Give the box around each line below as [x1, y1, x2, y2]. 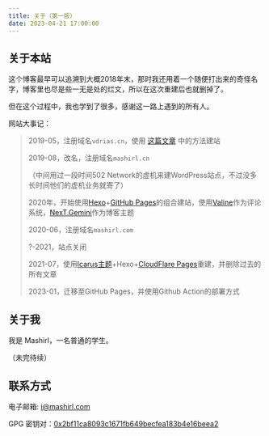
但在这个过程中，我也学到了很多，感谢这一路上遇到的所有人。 [8, 102, 214, 112]
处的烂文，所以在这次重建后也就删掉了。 [92, 84, 228, 94]
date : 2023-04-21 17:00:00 [8, 19, 99, 28]
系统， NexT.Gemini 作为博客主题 [27, 208, 135, 218]
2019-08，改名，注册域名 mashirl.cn [27, 153, 150, 163]
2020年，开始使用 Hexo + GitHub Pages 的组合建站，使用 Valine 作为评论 [27, 197, 262, 207]
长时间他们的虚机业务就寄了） [27, 180, 128, 190]
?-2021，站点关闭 [27, 242, 87, 252]
